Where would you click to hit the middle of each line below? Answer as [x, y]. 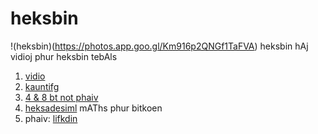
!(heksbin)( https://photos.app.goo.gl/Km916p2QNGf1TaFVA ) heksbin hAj [159, 46]
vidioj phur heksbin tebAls [64, 56]
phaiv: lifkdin [51, 118]
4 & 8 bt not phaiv [61, 97]
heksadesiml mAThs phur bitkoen [93, 108]
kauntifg [42, 86]
